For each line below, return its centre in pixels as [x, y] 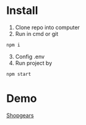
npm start [19, 74]
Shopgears [20, 115]
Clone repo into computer [48, 27]
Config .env [30, 56]
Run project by [34, 63]
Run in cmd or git [37, 33]
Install [22, 11]
